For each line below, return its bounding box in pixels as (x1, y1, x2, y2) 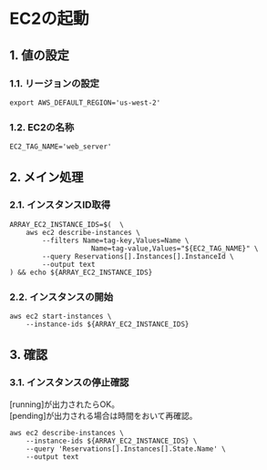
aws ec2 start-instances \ (9, 312, 112, 322)
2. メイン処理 (9, 169, 84, 185)
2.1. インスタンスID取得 (9, 199, 111, 211)
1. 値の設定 (9, 47, 70, 63)
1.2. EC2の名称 (9, 120, 75, 133)
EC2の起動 (9, 8, 89, 29)
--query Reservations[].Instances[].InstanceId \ (42, 251, 234, 261)
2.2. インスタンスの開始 (9, 291, 114, 303)
